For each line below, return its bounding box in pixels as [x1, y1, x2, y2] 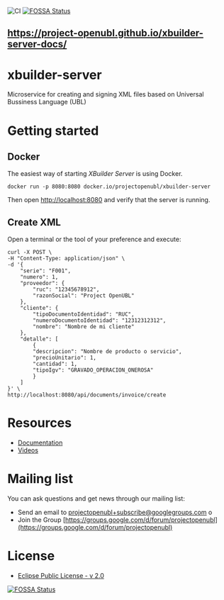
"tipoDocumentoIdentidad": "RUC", [33, 311, 135, 318]
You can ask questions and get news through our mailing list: [7, 494, 186, 503]
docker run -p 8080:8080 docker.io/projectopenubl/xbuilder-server [7, 183, 211, 191]
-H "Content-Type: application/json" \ [7, 255, 125, 262]
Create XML [7, 216, 62, 228]
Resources [7, 415, 72, 431]
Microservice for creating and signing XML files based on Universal [7, 90, 204, 99]
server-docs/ [7, 38, 67, 50]
